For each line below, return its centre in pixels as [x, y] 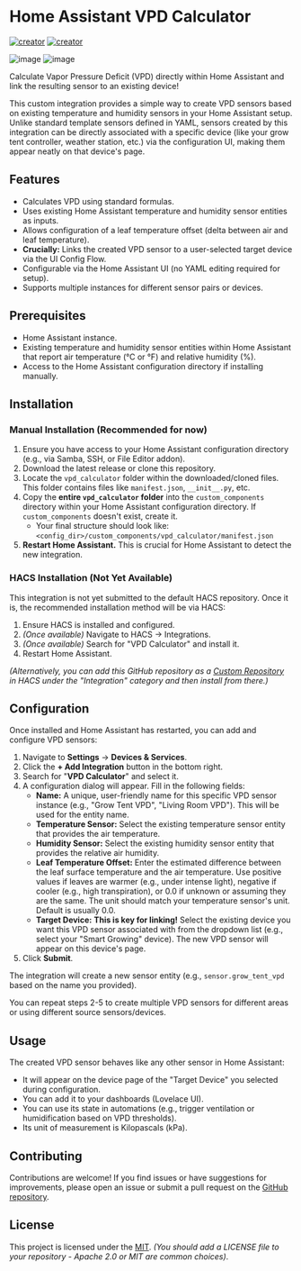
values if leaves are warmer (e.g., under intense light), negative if [156, 882]
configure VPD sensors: [53, 740]
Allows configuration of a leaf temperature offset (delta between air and [155, 230]
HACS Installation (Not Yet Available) [91, 578]
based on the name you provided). [73, 985]
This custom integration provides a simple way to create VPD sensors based [150, 103]
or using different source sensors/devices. [88, 1012]
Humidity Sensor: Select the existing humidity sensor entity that [155, 843]
